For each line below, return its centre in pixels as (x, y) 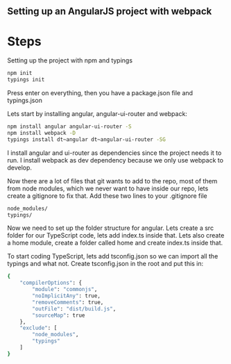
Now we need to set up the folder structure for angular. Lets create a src (110, 228)
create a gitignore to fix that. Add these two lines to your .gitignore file (107, 196)
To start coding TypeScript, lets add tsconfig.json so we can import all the (113, 256)
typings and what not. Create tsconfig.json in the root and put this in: (105, 264)
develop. (20, 167)
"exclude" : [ (38, 328)
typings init (26, 80)
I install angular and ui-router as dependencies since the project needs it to (114, 153)
